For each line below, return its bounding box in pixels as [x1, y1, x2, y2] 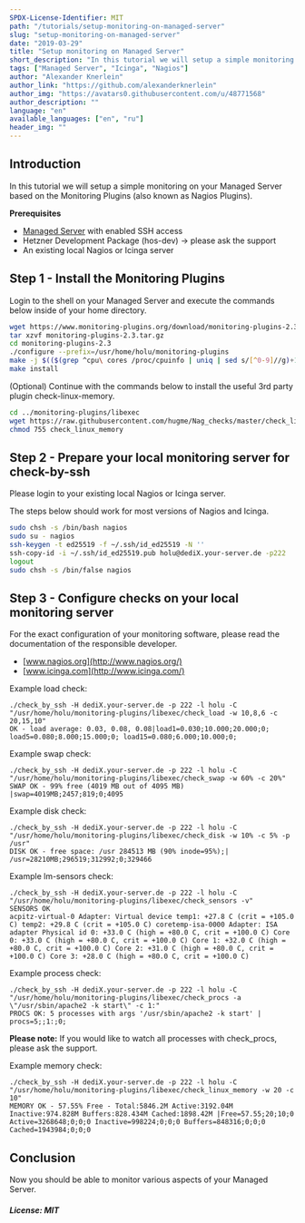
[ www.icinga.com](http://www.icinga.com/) [22, 666, 185, 677]
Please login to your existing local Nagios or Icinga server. [9, 488, 227, 499]
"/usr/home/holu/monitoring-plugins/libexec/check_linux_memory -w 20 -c [9, 1086, 295, 1095]
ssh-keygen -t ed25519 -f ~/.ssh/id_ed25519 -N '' [9, 541, 205, 550]
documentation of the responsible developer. [9, 639, 178, 650]
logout [9, 557, 34, 566]
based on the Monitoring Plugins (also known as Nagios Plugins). [9, 190, 253, 201]
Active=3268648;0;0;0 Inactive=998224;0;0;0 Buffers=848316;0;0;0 [9, 1118, 266, 1127]
